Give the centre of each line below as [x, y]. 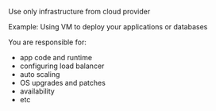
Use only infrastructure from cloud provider [79, 11]
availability [37, 91]
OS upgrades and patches [62, 83]
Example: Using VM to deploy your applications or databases [108, 27]
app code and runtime [56, 57]
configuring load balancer [62, 66]
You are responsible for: [48, 42]
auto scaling [40, 74]
